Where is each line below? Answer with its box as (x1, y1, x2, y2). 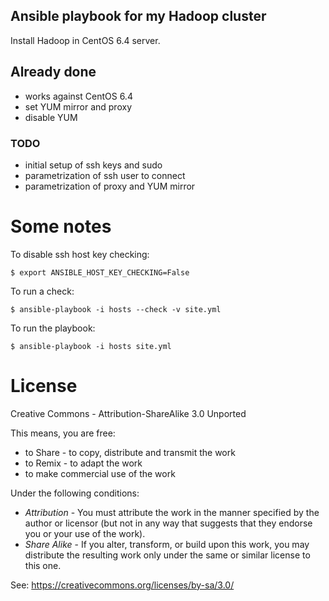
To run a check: (10, 285, 75, 297)
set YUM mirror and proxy (24, 100, 132, 113)
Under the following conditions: (10, 487, 140, 499)
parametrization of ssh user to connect (24, 169, 186, 181)
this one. (24, 559, 62, 571)
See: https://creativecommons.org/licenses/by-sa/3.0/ (10, 579, 235, 591)
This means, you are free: (10, 427, 116, 439)
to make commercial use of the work (24, 467, 176, 479)
